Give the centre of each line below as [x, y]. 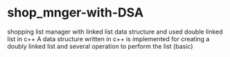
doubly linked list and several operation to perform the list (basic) [100, 46]
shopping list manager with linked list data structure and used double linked [115, 32]
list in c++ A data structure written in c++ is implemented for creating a [108, 38]
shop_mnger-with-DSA [76, 13]
